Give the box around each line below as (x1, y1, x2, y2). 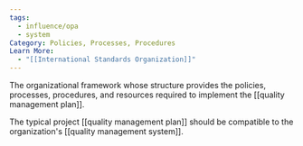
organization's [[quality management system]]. (9, 126, 184, 136)
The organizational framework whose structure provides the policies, (9, 80, 267, 90)
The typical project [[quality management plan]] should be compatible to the (9, 116, 294, 127)
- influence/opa (17, 22, 79, 31)
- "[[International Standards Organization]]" (17, 55, 196, 64)
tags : (9, 13, 30, 23)
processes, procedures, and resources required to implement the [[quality (9, 89, 285, 100)
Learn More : (9, 47, 54, 56)
